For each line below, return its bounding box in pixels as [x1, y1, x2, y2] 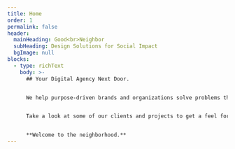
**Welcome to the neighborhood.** [25, 132, 127, 139]
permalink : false [7, 23, 58, 30]
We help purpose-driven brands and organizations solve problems [25, 94, 220, 101]
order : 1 [7, 17, 33, 24]
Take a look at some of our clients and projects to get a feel [25, 113, 218, 120]
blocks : [7, 56, 30, 63]
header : [7, 29, 30, 37]
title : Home [7, 10, 42, 17]
